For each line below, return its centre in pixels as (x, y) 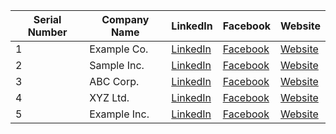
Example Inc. (119, 114)
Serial (47, 19)
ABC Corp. (114, 81)
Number (47, 32)
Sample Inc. (117, 65)
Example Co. (119, 49)
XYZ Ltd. (109, 97)
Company (125, 19)
